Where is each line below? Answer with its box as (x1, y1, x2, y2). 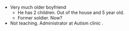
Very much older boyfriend (10, 4, 67, 10)
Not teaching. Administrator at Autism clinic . (10, 20, 104, 26)
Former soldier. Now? (17, 15, 62, 20)
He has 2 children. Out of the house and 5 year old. (17, 9, 124, 15)
